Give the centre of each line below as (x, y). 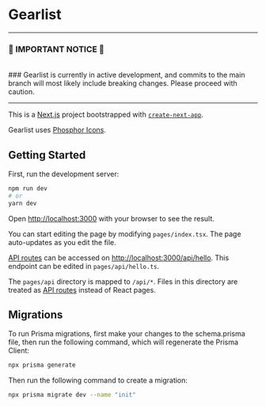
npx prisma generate (42, 365)
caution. (21, 92)
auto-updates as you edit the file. (62, 242)
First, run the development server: (64, 174)
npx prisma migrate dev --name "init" (72, 395)
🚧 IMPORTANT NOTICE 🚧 (57, 49)
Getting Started (47, 155)
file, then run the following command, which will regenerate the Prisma (123, 342)
